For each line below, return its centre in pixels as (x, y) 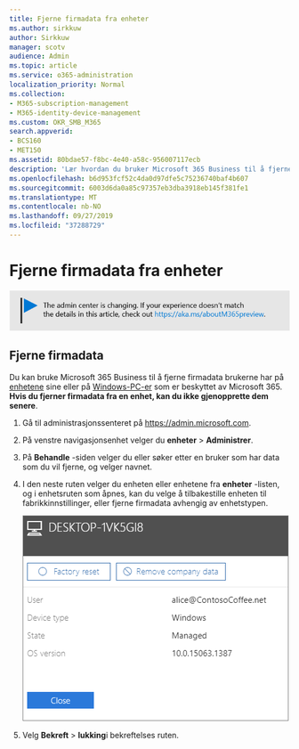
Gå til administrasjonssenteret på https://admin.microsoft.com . (137, 422)
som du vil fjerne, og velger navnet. (87, 467)
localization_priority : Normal (67, 85)
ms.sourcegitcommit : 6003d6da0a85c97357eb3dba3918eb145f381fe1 (129, 188)
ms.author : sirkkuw (45, 28)
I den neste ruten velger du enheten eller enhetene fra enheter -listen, (151, 484)
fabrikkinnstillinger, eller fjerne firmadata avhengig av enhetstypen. (145, 502)
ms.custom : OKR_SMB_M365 (55, 122)
